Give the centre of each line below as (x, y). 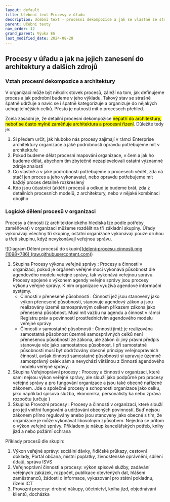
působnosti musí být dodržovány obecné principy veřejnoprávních (89, 350)
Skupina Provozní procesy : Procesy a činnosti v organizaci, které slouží (88, 404)
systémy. (22, 291)
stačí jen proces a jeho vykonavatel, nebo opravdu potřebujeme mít (83, 177)
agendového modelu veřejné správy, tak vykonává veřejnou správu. (83, 274)
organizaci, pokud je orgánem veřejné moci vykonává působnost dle (84, 269)
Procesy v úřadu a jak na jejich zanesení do (75, 59)
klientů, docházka (31, 494)
